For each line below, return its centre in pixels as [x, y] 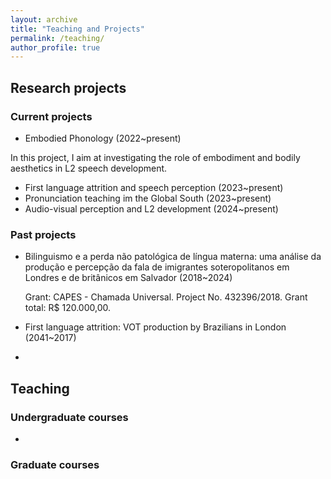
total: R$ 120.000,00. [67, 308]
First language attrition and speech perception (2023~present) [154, 187]
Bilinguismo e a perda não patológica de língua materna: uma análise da [173, 257]
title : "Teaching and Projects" [77, 29]
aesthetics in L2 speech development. [89, 168]
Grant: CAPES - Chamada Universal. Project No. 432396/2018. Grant [166, 297]
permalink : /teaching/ [57, 38]
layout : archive [44, 19]
